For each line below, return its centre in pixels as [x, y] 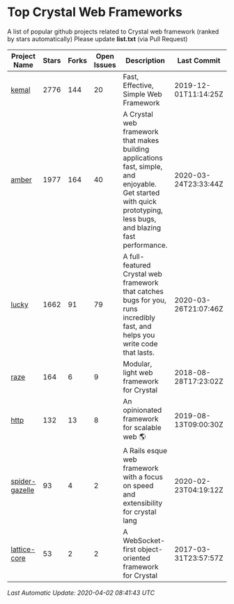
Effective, [139, 85]
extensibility [142, 503]
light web [138, 372]
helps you [139, 334]
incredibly [139, 317]
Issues [105, 65]
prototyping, [143, 210]
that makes [141, 140]
